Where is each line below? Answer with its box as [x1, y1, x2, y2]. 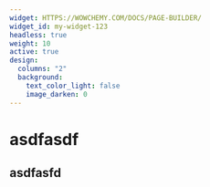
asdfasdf [9, 129, 79, 150]
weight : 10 [9, 38, 51, 48]
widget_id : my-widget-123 [9, 22, 108, 31]
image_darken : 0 [26, 89, 89, 99]
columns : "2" [17, 65, 68, 74]
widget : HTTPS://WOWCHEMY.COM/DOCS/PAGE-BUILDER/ [9, 13, 203, 23]
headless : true [9, 30, 68, 39]
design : [9, 56, 39, 65]
